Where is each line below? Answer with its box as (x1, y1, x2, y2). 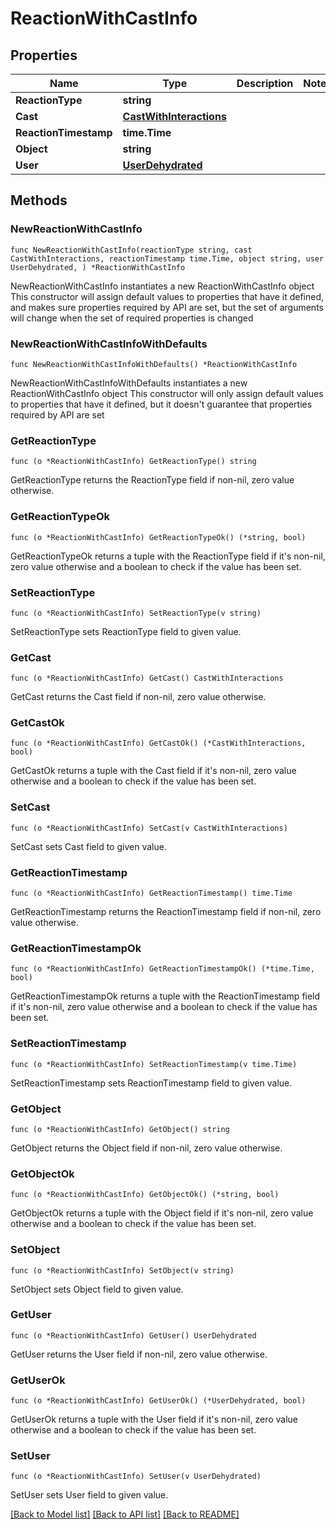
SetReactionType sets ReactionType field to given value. (10, 625, 242, 637)
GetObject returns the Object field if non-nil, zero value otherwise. (10, 1142, 283, 1154)
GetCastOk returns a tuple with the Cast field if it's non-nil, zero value (10, 765, 297, 777)
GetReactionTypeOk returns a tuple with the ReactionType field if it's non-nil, (10, 550, 326, 562)
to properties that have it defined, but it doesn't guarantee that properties (10, 398, 313, 410)
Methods (10, 192, 68, 209)
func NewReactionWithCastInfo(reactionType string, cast (10, 245, 253, 255)
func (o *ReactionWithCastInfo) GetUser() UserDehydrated (10, 1330, 257, 1341)
